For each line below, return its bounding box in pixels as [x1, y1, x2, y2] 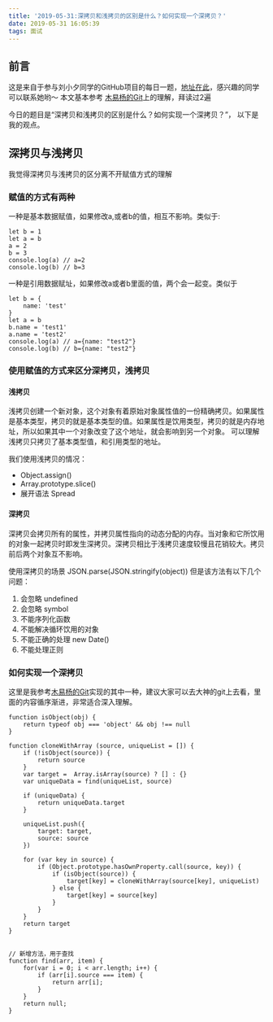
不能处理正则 [19, 644, 63, 654]
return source [37, 756, 85, 764]
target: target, [37, 827, 93, 835]
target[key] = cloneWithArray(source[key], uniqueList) [66, 876, 260, 885]
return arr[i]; [51, 978, 104, 986]
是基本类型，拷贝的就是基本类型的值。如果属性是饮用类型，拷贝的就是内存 [8, 417, 258, 426]
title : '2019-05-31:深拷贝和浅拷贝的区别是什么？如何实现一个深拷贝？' [8, 11, 227, 20]
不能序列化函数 [19, 614, 71, 623]
